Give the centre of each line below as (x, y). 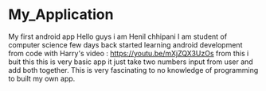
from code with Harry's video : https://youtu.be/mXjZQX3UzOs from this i (129, 53)
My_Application (61, 15)
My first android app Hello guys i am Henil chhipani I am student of (118, 36)
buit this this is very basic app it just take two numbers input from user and (131, 62)
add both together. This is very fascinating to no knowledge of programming (133, 70)
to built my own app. (42, 78)
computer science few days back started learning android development (125, 44)
